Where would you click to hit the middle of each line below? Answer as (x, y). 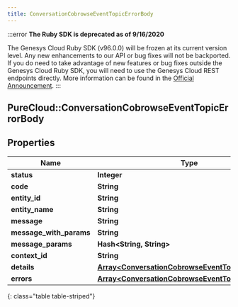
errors (22, 279)
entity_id (26, 198)
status (22, 174)
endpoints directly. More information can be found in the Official (101, 78)
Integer (110, 174)
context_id (29, 255)
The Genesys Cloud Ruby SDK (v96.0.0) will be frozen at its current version (117, 48)
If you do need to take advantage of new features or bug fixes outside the (115, 63)
